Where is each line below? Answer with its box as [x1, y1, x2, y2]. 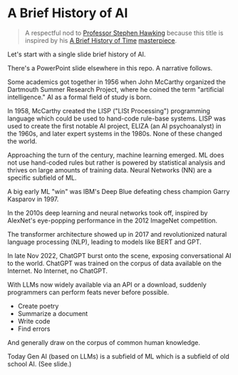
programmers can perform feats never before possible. [7, 287, 170, 297]
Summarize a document [17, 309, 88, 318]
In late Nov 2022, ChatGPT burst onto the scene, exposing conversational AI [7, 251, 232, 260]
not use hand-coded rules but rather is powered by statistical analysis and [7, 158, 226, 167]
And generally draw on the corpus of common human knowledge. [7, 338, 201, 346]
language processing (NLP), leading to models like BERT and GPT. [7, 237, 202, 246]
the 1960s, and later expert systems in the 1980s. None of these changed [7, 129, 222, 138]
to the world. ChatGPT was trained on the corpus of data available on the [7, 259, 222, 267]
